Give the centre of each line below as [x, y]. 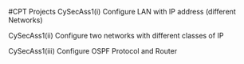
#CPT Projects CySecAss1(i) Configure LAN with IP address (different [122, 12]
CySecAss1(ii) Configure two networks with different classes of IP [116, 36]
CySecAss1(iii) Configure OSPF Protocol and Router [93, 51]
